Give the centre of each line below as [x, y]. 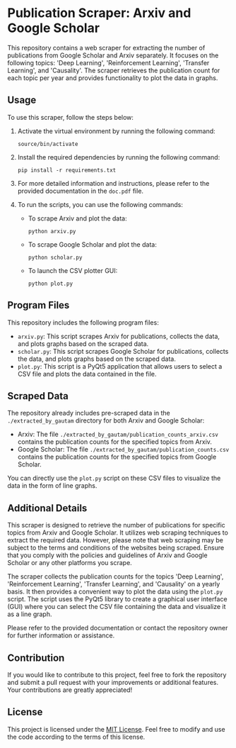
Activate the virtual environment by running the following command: [116, 131]
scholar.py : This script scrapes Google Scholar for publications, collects [123, 351]
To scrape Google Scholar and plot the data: [92, 244]
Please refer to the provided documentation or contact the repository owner [118, 628]
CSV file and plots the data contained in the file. [87, 374]
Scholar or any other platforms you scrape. [70, 563]
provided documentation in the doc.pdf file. [80, 191]
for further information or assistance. [61, 635]
